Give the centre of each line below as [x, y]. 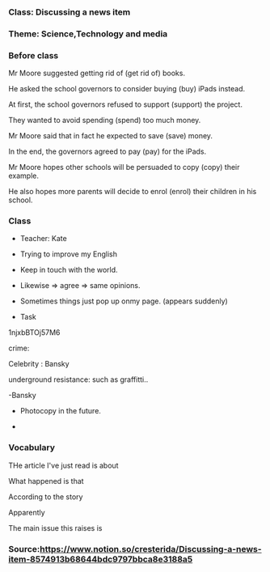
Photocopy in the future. [60, 411]
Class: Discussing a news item [70, 12]
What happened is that [46, 481]
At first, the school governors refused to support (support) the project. [125, 104]
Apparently [27, 512]
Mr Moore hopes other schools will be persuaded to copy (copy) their [124, 167]
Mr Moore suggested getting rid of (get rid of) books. [97, 73]
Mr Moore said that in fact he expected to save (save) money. [110, 136]
